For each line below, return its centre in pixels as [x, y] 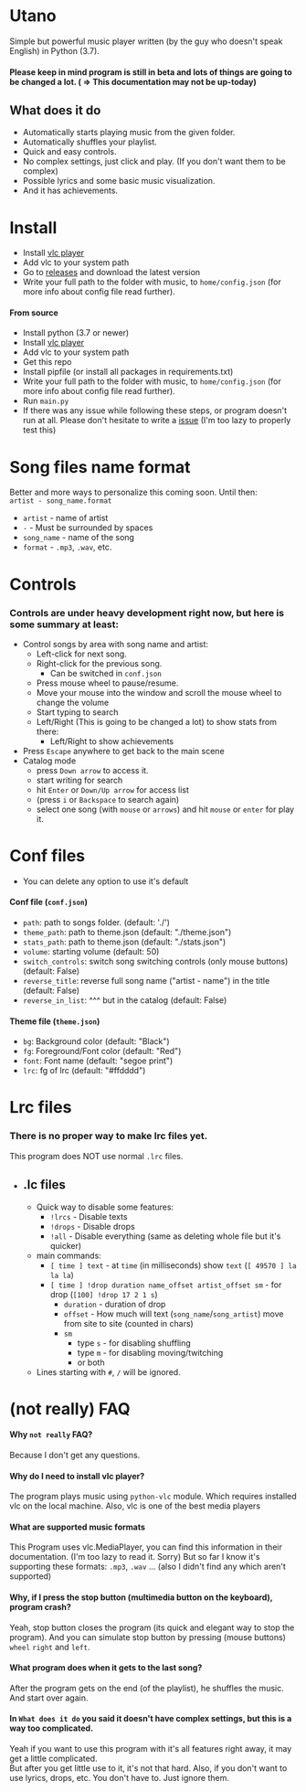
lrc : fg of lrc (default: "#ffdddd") [84, 1071]
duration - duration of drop [115, 1304]
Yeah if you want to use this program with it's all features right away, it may [151, 1748]
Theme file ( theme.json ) [55, 1021]
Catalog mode [49, 761]
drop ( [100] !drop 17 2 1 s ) [104, 1294]
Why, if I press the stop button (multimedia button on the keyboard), [141, 1597]
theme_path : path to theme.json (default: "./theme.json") [127, 933]
